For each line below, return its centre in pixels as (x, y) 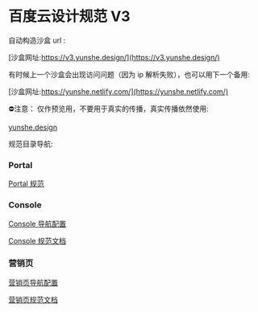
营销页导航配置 (33, 282)
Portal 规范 (26, 184)
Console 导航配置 (37, 224)
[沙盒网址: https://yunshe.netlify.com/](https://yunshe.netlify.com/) (118, 91)
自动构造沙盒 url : (37, 40)
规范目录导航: (31, 144)
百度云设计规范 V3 (69, 16)
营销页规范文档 (33, 299)
